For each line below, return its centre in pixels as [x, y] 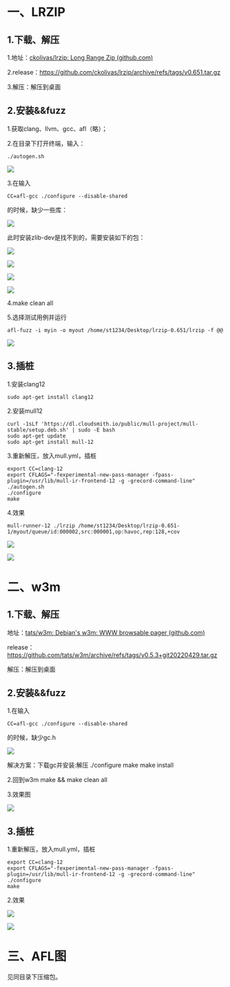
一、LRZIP [36, 12]
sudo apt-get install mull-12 [51, 442]
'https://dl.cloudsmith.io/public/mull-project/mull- [119, 424]
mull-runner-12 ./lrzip [41, 526]
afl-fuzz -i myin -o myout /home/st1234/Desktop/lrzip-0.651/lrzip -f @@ [115, 330]
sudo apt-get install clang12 [51, 397]
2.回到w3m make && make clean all [57, 780]
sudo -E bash [97, 430]
